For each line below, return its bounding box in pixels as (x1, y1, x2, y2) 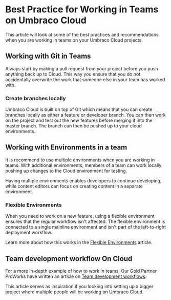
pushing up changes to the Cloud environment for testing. (5, 167, 127, 174)
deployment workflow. (5, 230, 52, 236)
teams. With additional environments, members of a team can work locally (5, 162, 162, 168)
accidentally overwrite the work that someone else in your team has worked (5, 76, 165, 83)
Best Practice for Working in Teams (5, 4, 159, 15)
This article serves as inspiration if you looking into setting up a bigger (5, 283, 154, 289)
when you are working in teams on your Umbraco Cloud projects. (5, 37, 143, 43)
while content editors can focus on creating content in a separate (5, 183, 143, 189)
